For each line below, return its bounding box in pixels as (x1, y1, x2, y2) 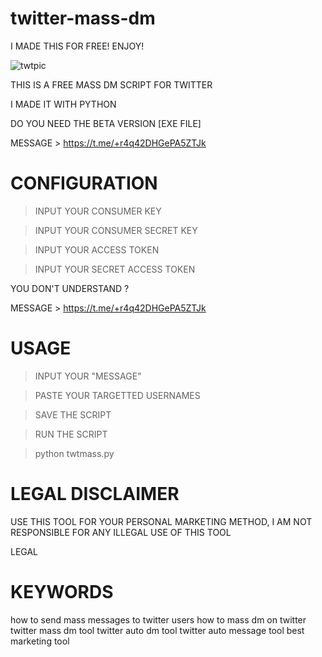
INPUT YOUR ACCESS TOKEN (34, 243, 160, 256)
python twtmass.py (34, 447, 115, 459)
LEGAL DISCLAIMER (10, 483, 180, 505)
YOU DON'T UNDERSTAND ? (10, 282, 130, 294)
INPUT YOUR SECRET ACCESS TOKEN (34, 263, 196, 275)
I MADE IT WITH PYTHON (10, 98, 117, 110)
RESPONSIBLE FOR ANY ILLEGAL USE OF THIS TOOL (10, 526, 232, 538)
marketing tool (10, 635, 70, 647)
